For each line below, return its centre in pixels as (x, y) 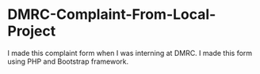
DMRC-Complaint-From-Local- (112, 15)
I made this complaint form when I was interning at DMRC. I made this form (130, 53)
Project (32, 31)
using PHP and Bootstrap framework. (68, 61)
